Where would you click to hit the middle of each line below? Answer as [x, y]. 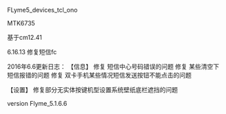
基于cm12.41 [25, 37]
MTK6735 [21, 23]
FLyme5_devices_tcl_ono [42, 10]
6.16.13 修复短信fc [32, 52]
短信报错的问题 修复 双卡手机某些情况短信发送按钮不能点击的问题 [99, 75]
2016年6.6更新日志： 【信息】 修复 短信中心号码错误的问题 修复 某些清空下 [113, 67]
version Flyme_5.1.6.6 [37, 103]
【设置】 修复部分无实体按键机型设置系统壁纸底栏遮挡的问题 [92, 90]
